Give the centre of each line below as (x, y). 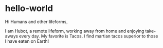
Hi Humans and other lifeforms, (36, 22)
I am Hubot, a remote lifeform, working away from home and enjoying (75, 31)
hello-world (29, 8)
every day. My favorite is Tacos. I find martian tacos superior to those (89, 36)
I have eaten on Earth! (27, 41)
